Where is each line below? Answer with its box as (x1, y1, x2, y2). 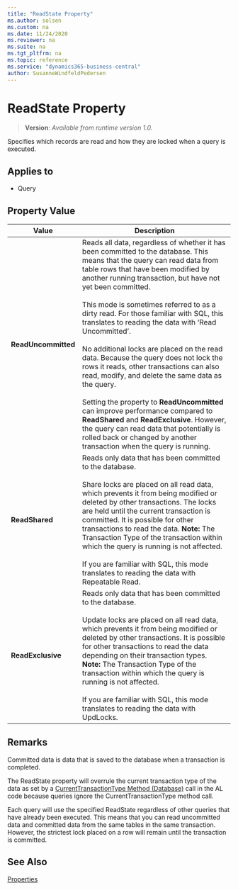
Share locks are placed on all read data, (81, 480, 214, 490)
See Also (7, 856, 47, 868)
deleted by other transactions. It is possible (81, 633, 225, 643)
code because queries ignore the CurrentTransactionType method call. (7, 792, 214, 800)
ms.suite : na (7, 43, 46, 50)
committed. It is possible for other (81, 515, 194, 525)
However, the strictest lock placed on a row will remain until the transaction (7, 828, 227, 836)
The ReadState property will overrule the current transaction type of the (7, 777, 217, 785)
